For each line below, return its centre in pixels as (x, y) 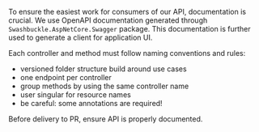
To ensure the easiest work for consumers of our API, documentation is (127, 12)
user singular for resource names (75, 95)
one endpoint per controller (66, 77)
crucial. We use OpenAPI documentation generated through (108, 20)
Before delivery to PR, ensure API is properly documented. (106, 119)
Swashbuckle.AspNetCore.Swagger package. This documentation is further (129, 29)
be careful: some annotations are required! (91, 103)
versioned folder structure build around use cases (104, 69)
